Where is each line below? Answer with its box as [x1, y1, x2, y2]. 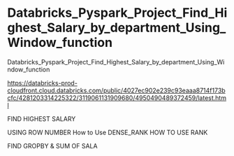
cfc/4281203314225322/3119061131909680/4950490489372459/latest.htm [7, 93, 227, 102]
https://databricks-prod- [7, 78, 78, 87]
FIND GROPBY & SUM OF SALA [7, 141, 98, 150]
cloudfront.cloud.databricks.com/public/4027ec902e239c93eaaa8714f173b [7, 86, 226, 94]
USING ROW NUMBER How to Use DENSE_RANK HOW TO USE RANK [7, 128, 208, 136]
